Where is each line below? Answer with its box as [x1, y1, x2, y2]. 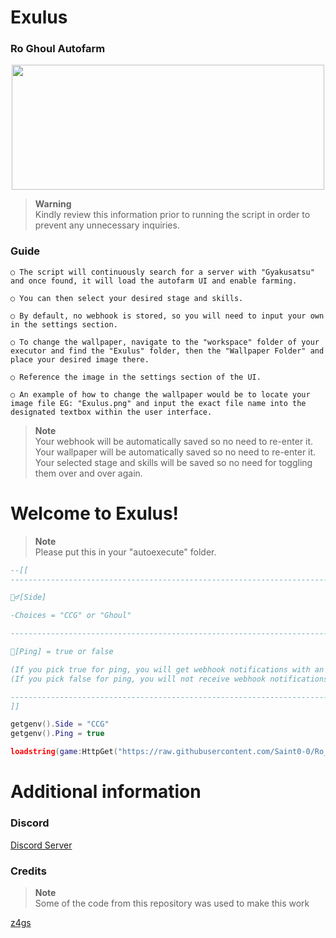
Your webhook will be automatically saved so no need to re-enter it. [34, 435, 314, 447]
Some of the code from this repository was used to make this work [34, 897, 310, 909]
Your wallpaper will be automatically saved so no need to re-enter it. [34, 446, 317, 458]
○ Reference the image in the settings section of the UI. [10, 372, 262, 382]
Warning [34, 198, 72, 210]
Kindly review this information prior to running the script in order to [34, 209, 311, 221]
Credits [10, 864, 47, 878]
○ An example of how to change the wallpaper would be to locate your [10, 389, 311, 400]
